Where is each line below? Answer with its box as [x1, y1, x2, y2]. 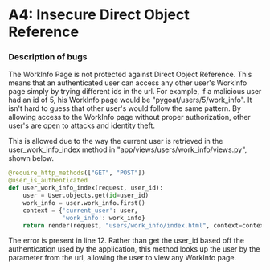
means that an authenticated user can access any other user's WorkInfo [8, 78, 247, 88]
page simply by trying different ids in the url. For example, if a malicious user [8, 87, 262, 96]
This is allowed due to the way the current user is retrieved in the [8, 137, 223, 146]
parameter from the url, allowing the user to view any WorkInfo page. [8, 253, 237, 263]
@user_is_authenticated [8, 177, 88, 185]
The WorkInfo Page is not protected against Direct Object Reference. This [8, 70, 252, 80]
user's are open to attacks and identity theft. [8, 121, 155, 130]
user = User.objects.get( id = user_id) [22, 191, 149, 200]
